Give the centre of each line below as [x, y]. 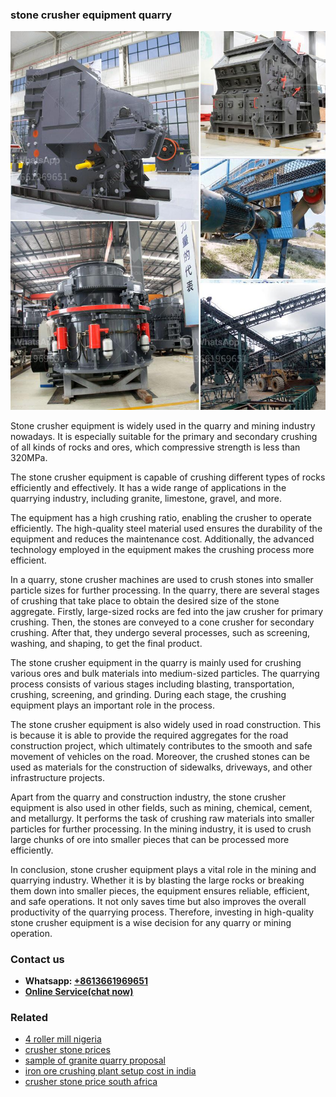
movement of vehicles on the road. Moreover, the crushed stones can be [160, 756]
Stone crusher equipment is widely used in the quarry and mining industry [163, 425]
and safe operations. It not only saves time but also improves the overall [158, 901]
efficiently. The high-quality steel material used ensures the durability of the [166, 528]
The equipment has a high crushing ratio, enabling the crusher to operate [161, 517]
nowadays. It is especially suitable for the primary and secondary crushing [164, 436]
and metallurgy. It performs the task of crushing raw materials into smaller [162, 818]
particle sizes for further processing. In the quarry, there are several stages [165, 590]
